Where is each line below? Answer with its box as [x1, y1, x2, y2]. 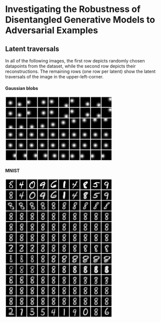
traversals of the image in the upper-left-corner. [5, 74, 104, 79]
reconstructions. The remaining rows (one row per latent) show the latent [5, 68, 156, 74]
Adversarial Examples [5, 25, 98, 36]
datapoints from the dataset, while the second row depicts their [5, 63, 136, 69]
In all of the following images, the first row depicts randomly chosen [5, 58, 145, 63]
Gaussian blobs [5, 85, 38, 91]
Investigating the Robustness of [5, 3, 141, 15]
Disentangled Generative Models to [5, 14, 155, 25]
